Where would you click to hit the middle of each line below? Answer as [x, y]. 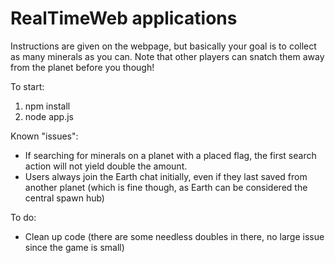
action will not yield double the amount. [106, 166]
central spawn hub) [64, 198]
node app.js [49, 116]
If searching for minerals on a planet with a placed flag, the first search [170, 155]
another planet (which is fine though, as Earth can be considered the [166, 187]
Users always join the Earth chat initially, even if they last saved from [166, 176]
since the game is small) [74, 247]
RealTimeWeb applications [124, 18]
